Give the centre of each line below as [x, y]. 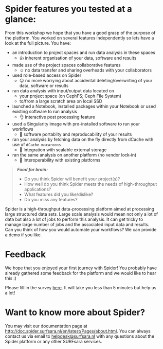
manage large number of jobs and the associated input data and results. [77, 224]
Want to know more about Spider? [75, 313]
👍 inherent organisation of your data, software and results [78, 58]
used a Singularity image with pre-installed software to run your [76, 124]
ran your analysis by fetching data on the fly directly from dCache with [83, 139]
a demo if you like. [24, 235]
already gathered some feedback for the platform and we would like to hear [81, 273]
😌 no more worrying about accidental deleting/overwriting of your [86, 80]
